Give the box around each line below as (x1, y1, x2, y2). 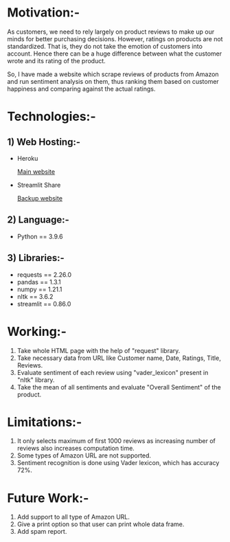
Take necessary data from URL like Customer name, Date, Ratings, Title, (16, 354, 221, 362)
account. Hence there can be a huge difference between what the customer (7, 49, 222, 58)
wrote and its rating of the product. (7, 56, 106, 65)
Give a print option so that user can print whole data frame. (16, 520, 185, 528)
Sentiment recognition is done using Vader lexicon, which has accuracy (16, 459, 220, 467)
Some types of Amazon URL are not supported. (16, 451, 152, 460)
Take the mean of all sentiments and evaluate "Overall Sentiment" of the (16, 383, 221, 391)
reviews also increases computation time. (16, 444, 135, 453)
